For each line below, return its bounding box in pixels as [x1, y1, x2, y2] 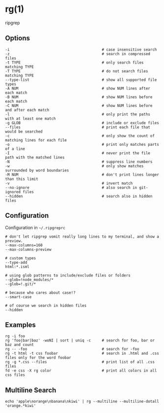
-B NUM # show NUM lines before [5, 95, 153, 100]
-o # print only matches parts [5, 142, 160, 147]
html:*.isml [5, 264, 29, 269]
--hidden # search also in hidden [5, 194, 153, 199]
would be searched [5, 129, 43, 134]
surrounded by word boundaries [5, 168, 69, 173]
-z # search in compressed [5, 51, 151, 56]
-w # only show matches [5, 164, 144, 169]
